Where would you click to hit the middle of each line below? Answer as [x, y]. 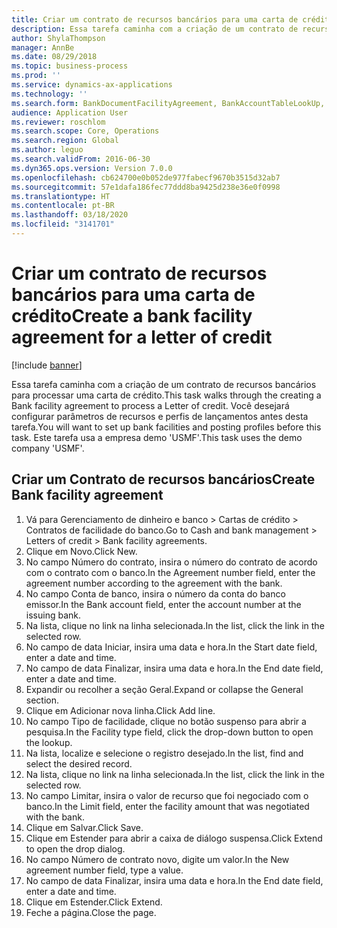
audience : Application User [70, 112]
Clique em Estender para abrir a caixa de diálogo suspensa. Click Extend [174, 838]
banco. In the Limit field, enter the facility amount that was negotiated [167, 806]
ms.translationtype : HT [61, 196]
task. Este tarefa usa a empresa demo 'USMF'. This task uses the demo [157, 437]
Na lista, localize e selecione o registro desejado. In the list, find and [164, 753]
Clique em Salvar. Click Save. [84, 827]
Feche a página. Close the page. [91, 912]
